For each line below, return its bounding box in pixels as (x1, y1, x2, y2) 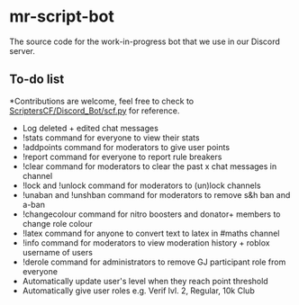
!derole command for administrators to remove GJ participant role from (22, 256, 286, 267)
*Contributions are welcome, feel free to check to (9, 95, 195, 106)
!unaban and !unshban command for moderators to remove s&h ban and (22, 189, 291, 200)
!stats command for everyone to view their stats (22, 132, 200, 143)
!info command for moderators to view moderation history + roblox (22, 237, 270, 248)
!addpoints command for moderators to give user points (22, 141, 231, 152)
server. (9, 45, 36, 56)
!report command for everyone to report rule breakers (22, 151, 222, 162)
